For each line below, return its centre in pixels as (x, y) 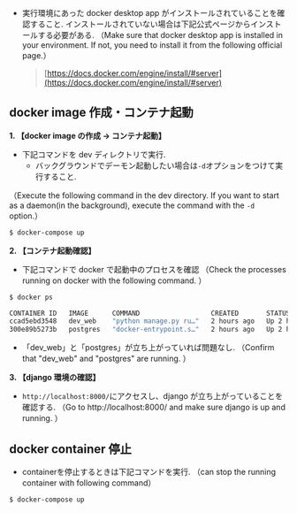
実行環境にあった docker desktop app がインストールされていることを (149, 13)
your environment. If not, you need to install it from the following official (152, 45)
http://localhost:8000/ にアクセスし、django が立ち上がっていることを (152, 396)
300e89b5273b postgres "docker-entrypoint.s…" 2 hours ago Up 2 (146, 330)
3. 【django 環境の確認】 (55, 378)
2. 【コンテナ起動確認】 (53, 250)
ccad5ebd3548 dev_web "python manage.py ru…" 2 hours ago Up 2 (146, 321)
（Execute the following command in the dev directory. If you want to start (145, 195)
